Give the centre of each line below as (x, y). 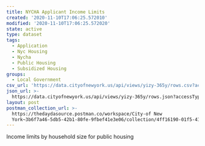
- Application (30, 46)
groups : (16, 74)
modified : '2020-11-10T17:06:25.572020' (59, 23)
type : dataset (24, 35)
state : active (24, 29)
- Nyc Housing (30, 52)
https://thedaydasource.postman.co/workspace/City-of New (87, 114)
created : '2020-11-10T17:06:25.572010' (57, 18)
